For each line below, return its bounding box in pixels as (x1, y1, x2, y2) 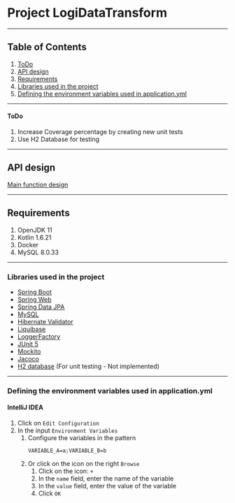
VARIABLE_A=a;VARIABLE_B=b (27, 447, 107, 454)
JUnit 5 (17, 340, 38, 348)
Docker (17, 240, 39, 249)
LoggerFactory (17, 332, 61, 340)
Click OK (38, 489, 62, 497)
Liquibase (17, 325, 46, 333)
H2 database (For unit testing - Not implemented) (17, 362, 159, 370)
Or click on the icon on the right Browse (27, 460, 140, 467)
